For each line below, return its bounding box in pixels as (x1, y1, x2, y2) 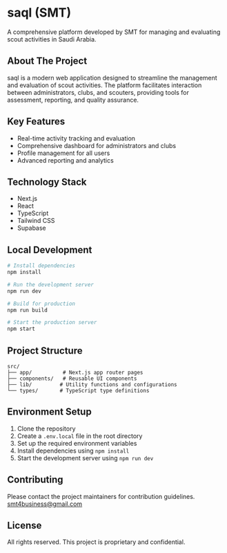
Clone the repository (17, 424, 76, 433)
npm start (7, 325, 36, 333)
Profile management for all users (17, 149, 110, 157)
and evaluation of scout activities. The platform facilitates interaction (7, 81, 202, 89)
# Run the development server (7, 281, 95, 288)
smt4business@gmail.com (7, 500, 83, 508)
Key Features (7, 116, 66, 127)
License (7, 520, 42, 532)
